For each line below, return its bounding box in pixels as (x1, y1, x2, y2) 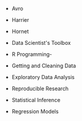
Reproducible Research (11, 85, 69, 92)
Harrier (11, 17, 29, 23)
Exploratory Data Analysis (11, 74, 75, 80)
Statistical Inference (11, 97, 61, 103)
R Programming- (11, 51, 53, 58)
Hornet (11, 28, 29, 35)
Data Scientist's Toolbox (11, 40, 71, 46)
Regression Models (11, 108, 59, 115)
